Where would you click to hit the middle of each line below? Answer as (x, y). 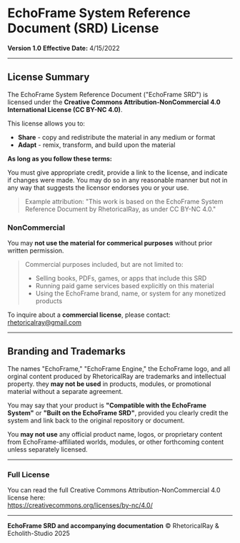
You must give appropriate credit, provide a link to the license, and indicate (117, 172)
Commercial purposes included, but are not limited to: (104, 265)
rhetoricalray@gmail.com (45, 323)
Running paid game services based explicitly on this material (125, 286)
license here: (26, 498)
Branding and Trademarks (67, 351)
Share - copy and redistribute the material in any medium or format (116, 137)
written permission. (36, 250)
